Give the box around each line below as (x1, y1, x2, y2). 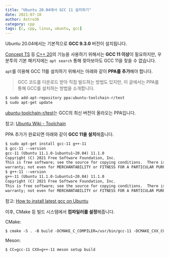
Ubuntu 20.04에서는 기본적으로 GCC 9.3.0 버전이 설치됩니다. (5, 41, 127, 47)
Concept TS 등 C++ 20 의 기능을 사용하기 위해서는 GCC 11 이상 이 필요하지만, (5, 51, 157, 57)
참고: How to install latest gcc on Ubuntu (5, 198, 89, 204)
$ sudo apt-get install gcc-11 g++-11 (5, 141, 87, 146)
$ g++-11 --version (5, 169, 46, 174)
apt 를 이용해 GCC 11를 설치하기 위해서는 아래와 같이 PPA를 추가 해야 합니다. (5, 69, 153, 75)
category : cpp (5, 21, 35, 27)
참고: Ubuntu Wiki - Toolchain (5, 120, 66, 126)
